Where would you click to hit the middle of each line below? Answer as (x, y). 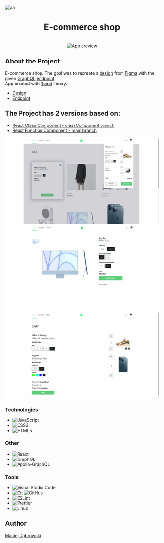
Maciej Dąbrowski (23, 535)
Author (16, 524)
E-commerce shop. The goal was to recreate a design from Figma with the (80, 73)
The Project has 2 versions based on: (63, 114)
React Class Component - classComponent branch (63, 125)
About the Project (32, 61)
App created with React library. (36, 84)
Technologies (21, 409)
